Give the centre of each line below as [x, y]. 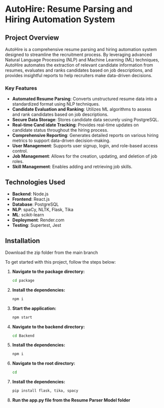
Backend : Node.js [30, 194]
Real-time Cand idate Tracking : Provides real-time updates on [75, 125]
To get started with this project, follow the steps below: [60, 262]
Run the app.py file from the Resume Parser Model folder [71, 400]
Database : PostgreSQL [35, 204]
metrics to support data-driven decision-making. [61, 140]
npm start [22, 317]
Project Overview [32, 38]
